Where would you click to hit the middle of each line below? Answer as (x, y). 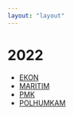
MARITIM (34, 85)
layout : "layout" (36, 16)
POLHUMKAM (42, 103)
